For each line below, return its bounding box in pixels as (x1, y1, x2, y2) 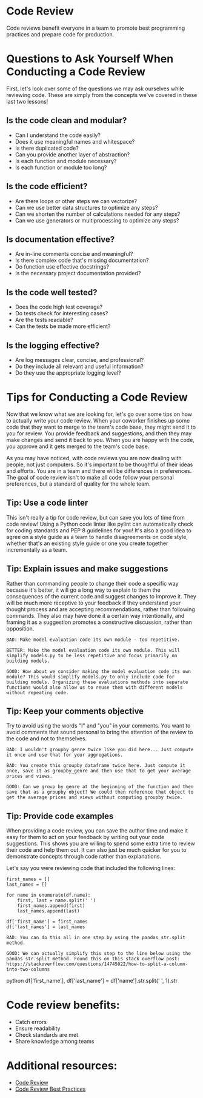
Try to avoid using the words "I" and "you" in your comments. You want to (6, 722, 191, 729)
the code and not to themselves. (6, 735, 87, 742)
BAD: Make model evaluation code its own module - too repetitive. (6, 637, 181, 643)
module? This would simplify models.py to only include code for (6, 674, 175, 680)
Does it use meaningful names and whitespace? (15, 138, 135, 145)
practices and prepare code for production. (6, 30, 115, 38)
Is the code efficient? (6, 181, 88, 192)
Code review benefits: (6, 999, 120, 1012)
